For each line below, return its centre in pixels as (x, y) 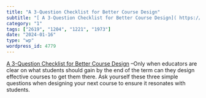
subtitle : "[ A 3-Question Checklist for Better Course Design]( (91, 18)
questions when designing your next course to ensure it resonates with (96, 83)
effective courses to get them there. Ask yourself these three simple (92, 77)
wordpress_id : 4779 (31, 47)
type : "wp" (20, 40)
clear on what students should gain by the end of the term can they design (101, 70)
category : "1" (25, 23)
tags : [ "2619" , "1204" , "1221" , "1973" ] (59, 29)
